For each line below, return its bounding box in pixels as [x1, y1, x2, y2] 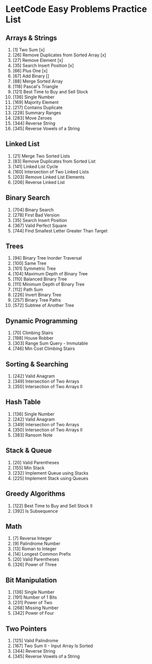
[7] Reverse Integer [12, 535, 52, 541]
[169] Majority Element [12, 99, 59, 105]
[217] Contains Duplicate [12, 105, 63, 110]
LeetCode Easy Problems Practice [5, 3, 147, 15]
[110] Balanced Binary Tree [12, 276, 67, 282]
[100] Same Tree [12, 261, 47, 266]
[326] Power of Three [12, 562, 57, 568]
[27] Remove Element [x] [12, 57, 63, 63]
